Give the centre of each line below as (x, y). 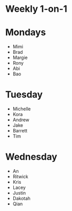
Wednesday (31, 157)
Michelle (22, 109)
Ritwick (20, 177)
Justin (19, 193)
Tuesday (24, 95)
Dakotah (21, 198)
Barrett (20, 131)
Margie (20, 57)
